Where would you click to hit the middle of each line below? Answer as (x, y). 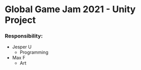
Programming (34, 52)
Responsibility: (24, 36)
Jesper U (22, 47)
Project (20, 20)
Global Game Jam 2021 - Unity (70, 9)
